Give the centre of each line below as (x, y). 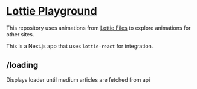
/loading (22, 65)
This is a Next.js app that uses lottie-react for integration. (80, 46)
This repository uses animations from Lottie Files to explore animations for (99, 28)
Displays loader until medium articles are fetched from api (78, 79)
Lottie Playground (52, 11)
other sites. (20, 34)
